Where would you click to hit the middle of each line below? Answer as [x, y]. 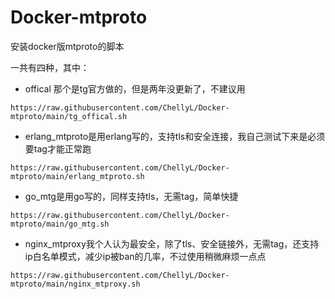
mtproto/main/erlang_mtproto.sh [77, 176]
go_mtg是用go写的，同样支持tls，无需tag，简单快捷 [131, 196]
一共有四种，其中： [50, 67]
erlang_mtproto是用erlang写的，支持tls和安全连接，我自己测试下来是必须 [175, 136]
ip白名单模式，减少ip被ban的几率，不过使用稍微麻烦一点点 [145, 256]
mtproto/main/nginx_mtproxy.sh [75, 284]
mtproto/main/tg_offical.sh [69, 116]
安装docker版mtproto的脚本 [67, 46]
